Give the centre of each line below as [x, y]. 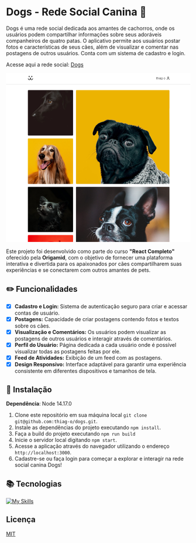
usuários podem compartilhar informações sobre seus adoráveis [84, 34]
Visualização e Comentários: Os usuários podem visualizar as [90, 332]
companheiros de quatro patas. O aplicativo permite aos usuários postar [93, 41]
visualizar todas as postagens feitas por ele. [68, 352]
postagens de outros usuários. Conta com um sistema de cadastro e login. [96, 53]
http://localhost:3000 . [43, 453]
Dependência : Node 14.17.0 [39, 404]
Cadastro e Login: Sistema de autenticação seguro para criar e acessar [101, 306]
